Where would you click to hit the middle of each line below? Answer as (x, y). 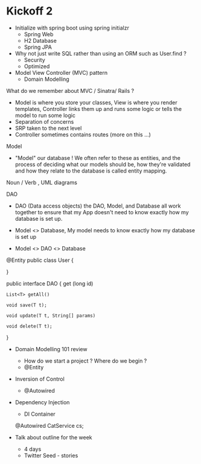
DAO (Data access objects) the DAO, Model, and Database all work (98, 206)
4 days (33, 449)
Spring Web (39, 34)
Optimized (37, 66)
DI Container (40, 414)
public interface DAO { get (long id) (50, 283)
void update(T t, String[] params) (51, 316)
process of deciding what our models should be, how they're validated (103, 164)
